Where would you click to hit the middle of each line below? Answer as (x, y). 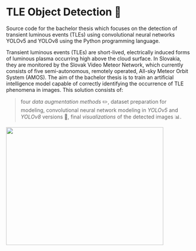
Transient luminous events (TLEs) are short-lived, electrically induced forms (98, 52)
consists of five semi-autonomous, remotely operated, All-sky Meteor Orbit (97, 71)
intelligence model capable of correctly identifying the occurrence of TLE (95, 83)
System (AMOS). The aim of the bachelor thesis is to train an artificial (90, 77)
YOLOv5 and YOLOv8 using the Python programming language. (83, 41)
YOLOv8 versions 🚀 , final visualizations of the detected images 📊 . (101, 117)
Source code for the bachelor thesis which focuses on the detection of (92, 28)
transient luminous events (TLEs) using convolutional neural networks (91, 34)
